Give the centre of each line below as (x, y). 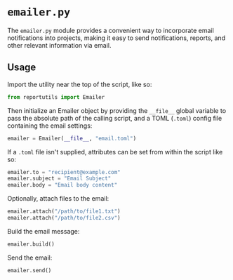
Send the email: (30, 258)
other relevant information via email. (59, 45)
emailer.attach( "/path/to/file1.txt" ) (64, 212)
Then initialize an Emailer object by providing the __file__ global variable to (117, 110)
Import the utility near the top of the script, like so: (80, 84)
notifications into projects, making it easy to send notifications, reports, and (116, 38)
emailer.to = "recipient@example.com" (64, 172)
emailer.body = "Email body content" (62, 185)
